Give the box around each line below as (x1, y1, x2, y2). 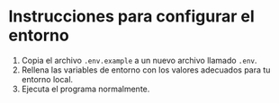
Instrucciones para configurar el (8, 6, 256, 27)
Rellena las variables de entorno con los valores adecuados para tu (21, 64, 271, 75)
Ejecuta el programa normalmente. (21, 83, 150, 94)
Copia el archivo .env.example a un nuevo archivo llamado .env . (21, 55, 257, 65)
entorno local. (21, 73, 74, 84)
